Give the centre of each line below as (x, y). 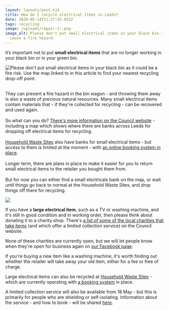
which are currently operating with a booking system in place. (69, 282)
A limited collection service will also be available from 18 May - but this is (81, 292)
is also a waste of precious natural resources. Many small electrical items (81, 99)
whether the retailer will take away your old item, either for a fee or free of (82, 261)
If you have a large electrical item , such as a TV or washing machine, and (82, 209)
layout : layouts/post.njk (32, 10)
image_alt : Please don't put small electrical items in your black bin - (84, 33)
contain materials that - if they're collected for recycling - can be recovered (83, 104)
